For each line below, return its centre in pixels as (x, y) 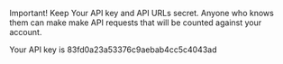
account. (26, 32)
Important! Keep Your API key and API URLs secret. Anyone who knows (142, 13)
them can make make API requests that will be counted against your (136, 23)
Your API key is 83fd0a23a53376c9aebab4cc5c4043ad (113, 50)
